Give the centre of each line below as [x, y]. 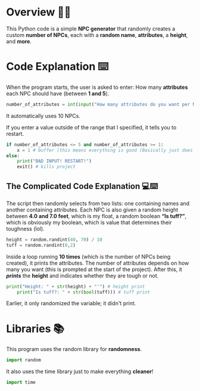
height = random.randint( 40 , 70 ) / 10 [54, 240]
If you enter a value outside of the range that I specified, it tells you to [91, 127]
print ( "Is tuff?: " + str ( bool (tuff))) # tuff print [84, 292]
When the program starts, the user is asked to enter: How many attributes [97, 87]
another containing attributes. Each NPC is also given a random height [92, 210]
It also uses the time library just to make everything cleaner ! [80, 371]
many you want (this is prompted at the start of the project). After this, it [94, 269]
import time [21, 383]
